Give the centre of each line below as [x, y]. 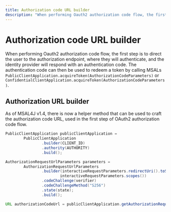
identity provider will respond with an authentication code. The [71, 65]
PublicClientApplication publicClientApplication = [61, 134]
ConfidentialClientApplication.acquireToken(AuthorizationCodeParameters [85, 80]
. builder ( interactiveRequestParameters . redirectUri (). [101, 171]
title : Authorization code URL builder [48, 10]
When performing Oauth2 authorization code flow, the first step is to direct [83, 54]
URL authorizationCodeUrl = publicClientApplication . [64, 204]
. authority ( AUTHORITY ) [66, 148]
